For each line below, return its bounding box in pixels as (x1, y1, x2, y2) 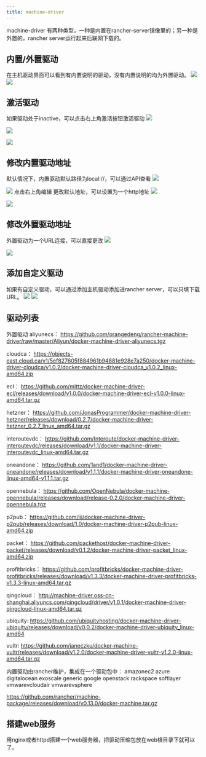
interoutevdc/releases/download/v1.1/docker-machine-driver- (6, 442, 162, 449)
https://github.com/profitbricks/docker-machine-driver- (42, 565, 183, 573)
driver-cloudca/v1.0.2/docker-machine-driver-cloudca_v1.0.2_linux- (6, 363, 178, 371)
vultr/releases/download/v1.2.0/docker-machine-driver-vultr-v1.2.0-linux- (6, 648, 193, 656)
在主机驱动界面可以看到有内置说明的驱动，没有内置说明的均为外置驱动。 (6, 71, 189, 79)
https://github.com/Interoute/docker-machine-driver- (45, 434, 180, 442)
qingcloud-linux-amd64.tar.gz (6, 605, 82, 612)
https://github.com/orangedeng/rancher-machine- (60, 330, 189, 338)
